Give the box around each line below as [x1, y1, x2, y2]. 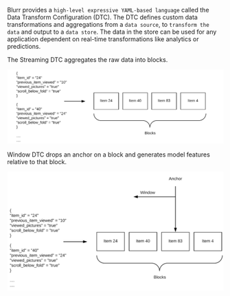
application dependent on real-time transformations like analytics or [7, 35, 199, 43]
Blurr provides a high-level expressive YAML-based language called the [7, 6, 209, 14]
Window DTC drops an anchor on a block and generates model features [7, 150, 211, 159]
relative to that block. [7, 157, 67, 166]
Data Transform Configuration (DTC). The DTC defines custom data [7, 13, 198, 21]
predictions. [7, 43, 41, 50]
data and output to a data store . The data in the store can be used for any [7, 27, 217, 36]
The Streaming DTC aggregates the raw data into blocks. [7, 56, 168, 64]
